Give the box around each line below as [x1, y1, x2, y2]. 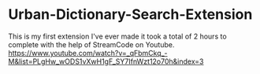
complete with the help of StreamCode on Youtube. [8, 39, 175, 49]
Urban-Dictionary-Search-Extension [8, 6, 253, 24]
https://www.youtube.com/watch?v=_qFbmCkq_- [8, 48, 168, 57]
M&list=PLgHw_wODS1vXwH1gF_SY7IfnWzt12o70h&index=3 [8, 57, 204, 66]
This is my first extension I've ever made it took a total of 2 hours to [8, 31, 227, 41]
